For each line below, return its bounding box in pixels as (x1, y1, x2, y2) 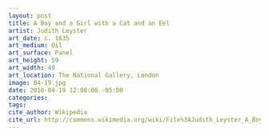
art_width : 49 (8, 64, 56, 72)
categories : (8, 94, 48, 102)
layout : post (8, 11, 52, 20)
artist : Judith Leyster (8, 26, 88, 34)
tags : (8, 101, 26, 109)
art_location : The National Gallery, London (8, 71, 159, 79)
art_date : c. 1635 (8, 34, 70, 42)
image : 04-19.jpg (8, 78, 66, 86)
